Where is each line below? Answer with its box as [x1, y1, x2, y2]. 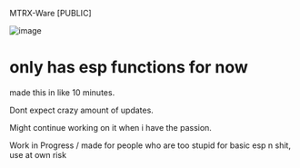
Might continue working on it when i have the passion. [9, 122, 212, 133]
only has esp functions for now [9, 57, 248, 78]
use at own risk [9, 149, 66, 160]
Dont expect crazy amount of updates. [9, 104, 155, 115]
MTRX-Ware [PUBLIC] [9, 8, 93, 18]
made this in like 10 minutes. [9, 86, 115, 98]
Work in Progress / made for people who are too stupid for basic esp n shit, [9, 140, 291, 151]
